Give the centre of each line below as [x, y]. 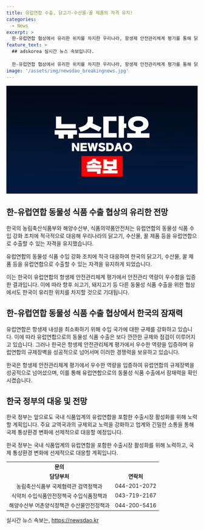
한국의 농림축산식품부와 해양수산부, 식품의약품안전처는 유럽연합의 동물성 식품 [97, 228]
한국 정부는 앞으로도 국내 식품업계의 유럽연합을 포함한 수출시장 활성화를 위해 [96, 417]
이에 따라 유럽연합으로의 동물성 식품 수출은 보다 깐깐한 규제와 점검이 [94, 337]
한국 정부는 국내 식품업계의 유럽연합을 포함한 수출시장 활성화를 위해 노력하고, [97, 445]
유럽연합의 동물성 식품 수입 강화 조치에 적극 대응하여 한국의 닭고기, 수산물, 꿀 [97, 256]
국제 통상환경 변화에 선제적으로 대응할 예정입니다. [65, 432]
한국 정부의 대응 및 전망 [47, 402]
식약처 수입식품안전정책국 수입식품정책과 [59, 496]
